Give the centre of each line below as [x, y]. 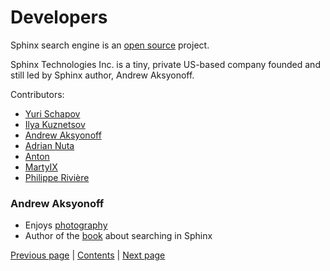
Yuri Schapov [52, 113]
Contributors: [37, 94]
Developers [59, 17]
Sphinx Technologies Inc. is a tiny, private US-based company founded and [165, 64]
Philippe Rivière [57, 177]
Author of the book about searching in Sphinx [118, 236]
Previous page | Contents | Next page [88, 255]
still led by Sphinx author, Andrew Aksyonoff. [102, 75]
